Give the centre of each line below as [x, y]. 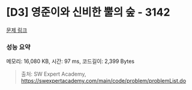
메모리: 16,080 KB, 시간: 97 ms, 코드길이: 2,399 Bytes [70, 61]
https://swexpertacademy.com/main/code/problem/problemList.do [103, 81]
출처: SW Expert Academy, [53, 74]
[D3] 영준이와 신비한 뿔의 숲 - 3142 [88, 12]
